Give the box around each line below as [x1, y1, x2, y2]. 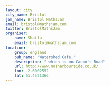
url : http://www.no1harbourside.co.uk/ [14, 64, 99, 69]
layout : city [5, 7, 33, 13]
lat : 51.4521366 [14, 73, 49, 78]
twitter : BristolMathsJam [5, 26, 60, 31]
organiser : [5, 31, 28, 36]
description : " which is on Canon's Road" [14, 59, 105, 64]
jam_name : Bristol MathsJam [5, 17, 65, 22]
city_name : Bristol [5, 12, 47, 17]
